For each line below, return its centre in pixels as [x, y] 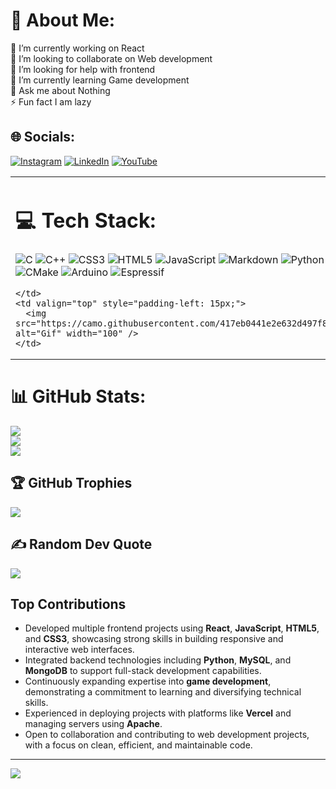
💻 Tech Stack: [86, 220]
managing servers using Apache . [93, 724]
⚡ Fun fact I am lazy [51, 101]
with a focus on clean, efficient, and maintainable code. [138, 745]
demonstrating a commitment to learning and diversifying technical [163, 692]
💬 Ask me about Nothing [60, 90]
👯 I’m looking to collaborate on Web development [111, 58]
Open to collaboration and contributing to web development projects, [167, 735]
